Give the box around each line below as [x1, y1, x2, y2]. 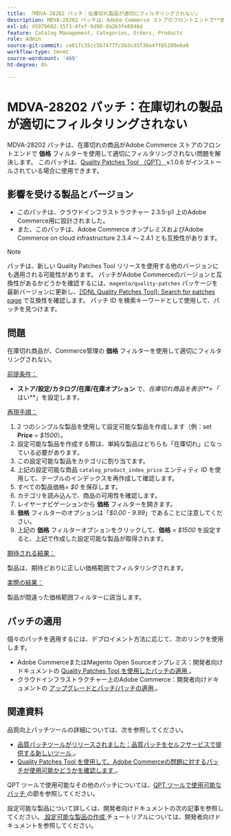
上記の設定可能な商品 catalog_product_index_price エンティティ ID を [16, 466, 215, 474]
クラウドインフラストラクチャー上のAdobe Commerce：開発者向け [16, 675, 208, 683]
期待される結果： [7, 549, 56, 558]
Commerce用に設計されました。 [16, 216, 109, 225]
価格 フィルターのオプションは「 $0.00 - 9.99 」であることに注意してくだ [16, 509, 223, 517]
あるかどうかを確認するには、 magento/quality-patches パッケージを [25, 279, 219, 287]
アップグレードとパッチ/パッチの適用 [49, 684, 154, 692]
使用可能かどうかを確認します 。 [29, 766, 122, 774]
